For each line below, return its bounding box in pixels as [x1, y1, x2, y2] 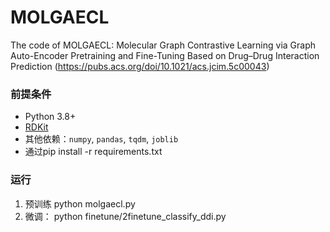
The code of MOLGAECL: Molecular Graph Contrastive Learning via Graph [10, 39, 317, 51]
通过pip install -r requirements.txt [24, 146, 163, 158]
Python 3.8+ [24, 111, 77, 123]
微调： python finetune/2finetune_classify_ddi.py [24, 210, 227, 222]
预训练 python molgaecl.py [24, 197, 136, 210]
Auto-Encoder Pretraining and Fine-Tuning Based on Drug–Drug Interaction [10, 49, 320, 61]
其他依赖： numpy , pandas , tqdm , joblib [24, 133, 179, 145]
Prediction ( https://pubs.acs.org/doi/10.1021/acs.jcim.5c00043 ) [10, 60, 270, 72]
